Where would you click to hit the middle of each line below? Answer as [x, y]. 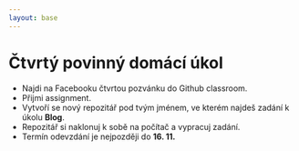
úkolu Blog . [43, 117]
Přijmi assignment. [57, 97]
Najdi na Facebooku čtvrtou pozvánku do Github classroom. [134, 88]
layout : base [33, 18]
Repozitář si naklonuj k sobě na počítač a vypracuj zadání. [131, 126]
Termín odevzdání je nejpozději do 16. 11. [98, 136]
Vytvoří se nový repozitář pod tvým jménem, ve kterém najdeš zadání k [155, 107]
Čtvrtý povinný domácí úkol [116, 62]
